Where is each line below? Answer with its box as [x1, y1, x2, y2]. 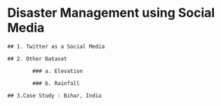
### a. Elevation [32, 67, 83, 74]
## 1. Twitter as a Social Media [7, 43, 105, 50]
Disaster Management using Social [7, 5, 215, 21]
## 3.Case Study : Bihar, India [7, 92, 102, 99]
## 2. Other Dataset [7, 55, 68, 62]
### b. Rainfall [32, 79, 80, 87]
